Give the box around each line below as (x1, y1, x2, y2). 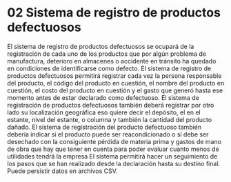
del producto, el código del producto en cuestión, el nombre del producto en (7, 79, 225, 87)
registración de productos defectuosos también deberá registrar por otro (7, 101, 214, 109)
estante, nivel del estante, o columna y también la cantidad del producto (7, 115, 212, 123)
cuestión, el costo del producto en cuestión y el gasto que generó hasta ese (7, 86, 223, 94)
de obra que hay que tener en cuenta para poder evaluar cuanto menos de (7, 145, 219, 153)
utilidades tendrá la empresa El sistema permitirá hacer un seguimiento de (7, 152, 218, 160)
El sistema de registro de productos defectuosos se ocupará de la (7, 42, 194, 50)
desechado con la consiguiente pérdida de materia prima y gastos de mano (7, 137, 222, 145)
